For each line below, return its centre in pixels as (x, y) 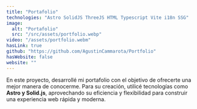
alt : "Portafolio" (35, 29)
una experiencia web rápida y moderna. (56, 99)
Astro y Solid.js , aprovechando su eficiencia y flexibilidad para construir (97, 93)
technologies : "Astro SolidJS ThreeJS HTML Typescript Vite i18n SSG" (98, 18)
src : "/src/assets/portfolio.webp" (57, 35)
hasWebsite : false (29, 57)
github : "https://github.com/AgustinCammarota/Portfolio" (81, 51)
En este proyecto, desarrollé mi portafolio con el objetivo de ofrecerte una (99, 80)
